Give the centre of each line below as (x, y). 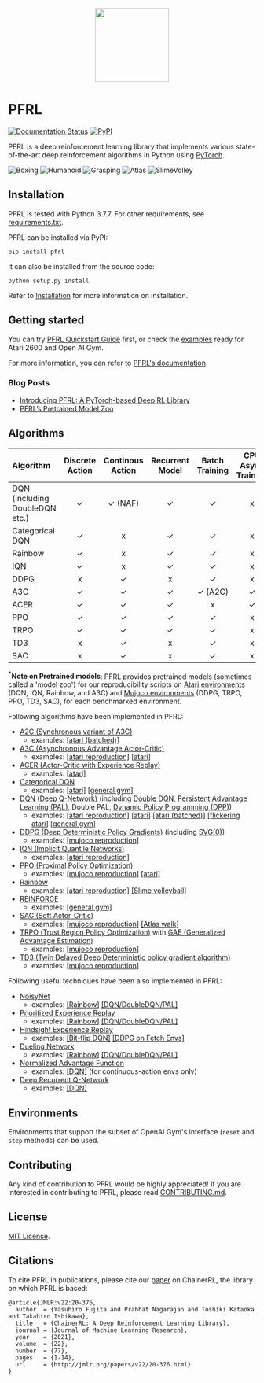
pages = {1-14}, (46, 1357)
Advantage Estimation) (56, 941)
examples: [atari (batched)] (75, 740)
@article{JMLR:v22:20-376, (52, 1302)
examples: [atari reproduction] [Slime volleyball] (109, 891)
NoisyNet (35, 996)
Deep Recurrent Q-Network (64, 1080)
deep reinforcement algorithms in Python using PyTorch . (134, 155)
